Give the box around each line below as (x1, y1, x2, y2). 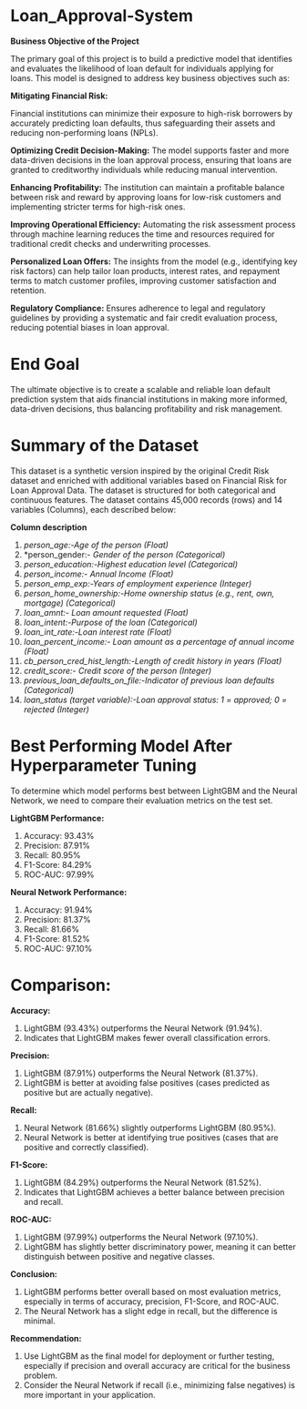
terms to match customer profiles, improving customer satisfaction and (10, 275, 277, 286)
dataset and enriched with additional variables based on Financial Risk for (10, 475, 288, 485)
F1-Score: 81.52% (23, 933, 90, 944)
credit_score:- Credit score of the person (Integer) (23, 665, 212, 676)
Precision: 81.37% (23, 914, 92, 924)
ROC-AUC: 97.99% (23, 869, 95, 880)
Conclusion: (10, 1268, 58, 1280)
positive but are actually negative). (23, 1087, 154, 1098)
